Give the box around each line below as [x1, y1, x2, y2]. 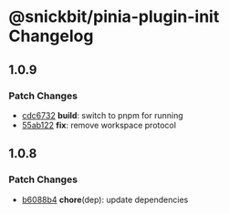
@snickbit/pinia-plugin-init [8, 6, 220, 27]
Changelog [8, 25, 94, 46]
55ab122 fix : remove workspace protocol [21, 119, 177, 130]
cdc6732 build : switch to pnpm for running [21, 109, 183, 120]
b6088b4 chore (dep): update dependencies [21, 194, 189, 205]
